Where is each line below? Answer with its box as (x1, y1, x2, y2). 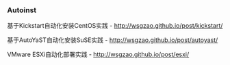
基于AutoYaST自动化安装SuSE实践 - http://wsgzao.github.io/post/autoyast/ (7, 36, 218, 44)
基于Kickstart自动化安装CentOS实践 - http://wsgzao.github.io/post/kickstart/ (7, 22, 223, 30)
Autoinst (7, 5, 37, 15)
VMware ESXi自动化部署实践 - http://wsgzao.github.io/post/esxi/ (7, 50, 190, 59)
